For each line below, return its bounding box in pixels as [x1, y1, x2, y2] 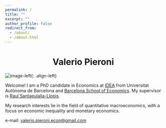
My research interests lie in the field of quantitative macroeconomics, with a [5, 102, 160, 108]
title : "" [5, 12, 26, 17]
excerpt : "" [5, 16, 30, 21]
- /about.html [9, 35, 39, 40]
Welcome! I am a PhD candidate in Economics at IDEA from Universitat [5, 82, 149, 88]
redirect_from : [5, 26, 37, 31]
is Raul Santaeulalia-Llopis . [5, 93, 60, 99]
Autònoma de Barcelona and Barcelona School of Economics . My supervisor [5, 87, 162, 93]
